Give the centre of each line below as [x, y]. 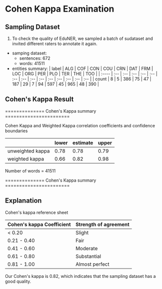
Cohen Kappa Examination [60, 9]
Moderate [87, 248]
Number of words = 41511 [30, 170]
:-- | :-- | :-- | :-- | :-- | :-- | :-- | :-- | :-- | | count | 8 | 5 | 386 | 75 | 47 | [82, 79]
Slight [82, 233]
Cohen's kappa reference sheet [37, 212]
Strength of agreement [102, 224]
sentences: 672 [35, 58]
